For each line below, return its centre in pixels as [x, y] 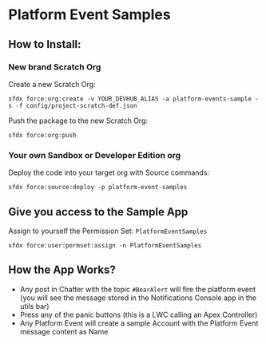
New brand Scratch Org [55, 67]
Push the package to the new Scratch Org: [78, 121]
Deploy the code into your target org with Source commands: [109, 172]
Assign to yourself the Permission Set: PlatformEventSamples [108, 231]
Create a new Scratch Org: [52, 84]
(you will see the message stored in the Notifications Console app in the [138, 298]
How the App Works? [62, 270]
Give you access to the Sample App [98, 212]
